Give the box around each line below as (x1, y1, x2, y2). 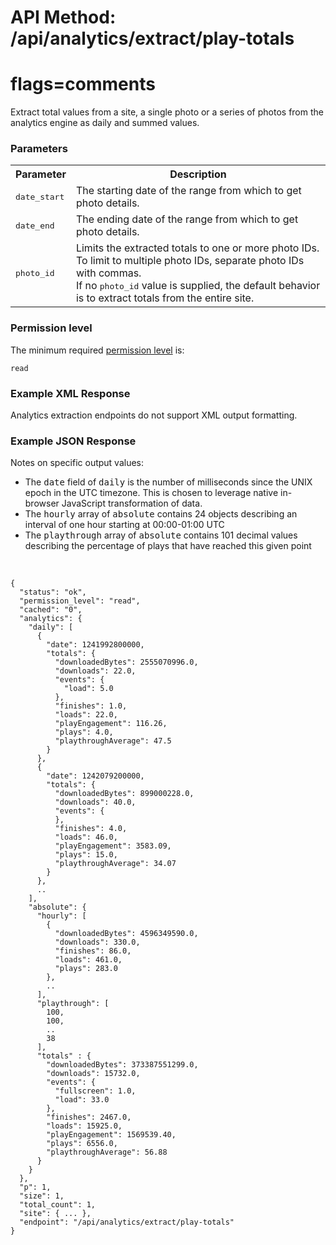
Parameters (10, 142, 68, 156)
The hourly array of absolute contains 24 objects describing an (24, 508, 298, 520)
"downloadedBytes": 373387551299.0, (46, 1060, 199, 1070)
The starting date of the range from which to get (75, 184, 302, 198)
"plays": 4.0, (54, 727, 114, 738)
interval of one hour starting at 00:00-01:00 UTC (24, 519, 225, 531)
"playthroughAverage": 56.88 (46, 1147, 168, 1158)
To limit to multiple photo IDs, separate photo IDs (75, 254, 305, 268)
